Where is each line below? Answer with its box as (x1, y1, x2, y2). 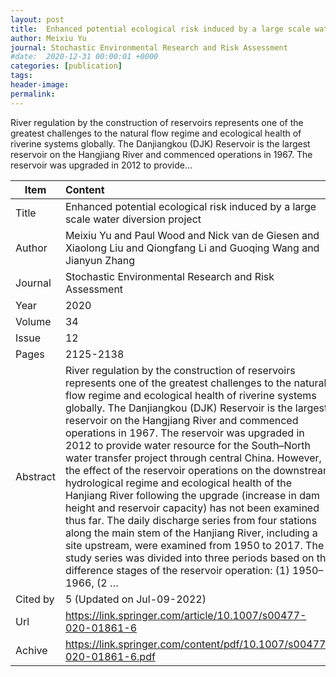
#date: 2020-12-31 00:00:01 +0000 (10, 52, 159, 62)
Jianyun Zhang (64, 253, 136, 267)
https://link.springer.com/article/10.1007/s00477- (64, 608, 307, 622)
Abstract (15, 469, 56, 483)
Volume (15, 314, 52, 328)
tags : (10, 71, 33, 81)
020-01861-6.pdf (64, 649, 156, 663)
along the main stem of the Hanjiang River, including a (64, 526, 318, 540)
